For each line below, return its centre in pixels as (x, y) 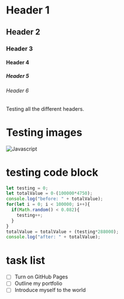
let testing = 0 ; (27, 188)
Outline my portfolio (38, 283)
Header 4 (18, 63)
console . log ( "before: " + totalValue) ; (55, 199)
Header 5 (18, 76)
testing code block (52, 172)
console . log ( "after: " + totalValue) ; (53, 237)
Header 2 (23, 32)
